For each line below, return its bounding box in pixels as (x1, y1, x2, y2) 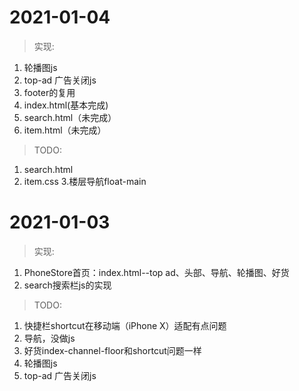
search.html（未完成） (23, 111, 117, 123)
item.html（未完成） (23, 124, 107, 136)
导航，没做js (23, 332, 76, 344)
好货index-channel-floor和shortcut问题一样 (23, 344, 202, 356)
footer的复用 (23, 86, 76, 98)
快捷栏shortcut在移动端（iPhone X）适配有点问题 (23, 319, 227, 331)
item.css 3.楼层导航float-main (23, 175, 147, 187)
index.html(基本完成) (23, 99, 109, 111)
